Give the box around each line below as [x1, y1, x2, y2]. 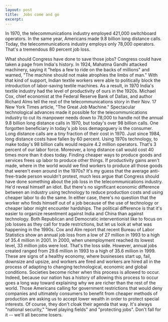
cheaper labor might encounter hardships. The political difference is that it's [5, 205, 162, 211]
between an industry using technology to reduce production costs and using [5, 189, 163, 196]
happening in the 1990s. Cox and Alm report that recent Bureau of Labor [5, 227, 154, 233]
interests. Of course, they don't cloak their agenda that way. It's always [5, 301, 152, 307]
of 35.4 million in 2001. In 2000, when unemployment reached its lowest [5, 237, 154, 243]
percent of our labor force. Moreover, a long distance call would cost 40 [5, 146, 154, 153]
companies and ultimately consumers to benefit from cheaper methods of [5, 290, 158, 296]
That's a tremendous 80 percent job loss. [5, 46, 91, 53]
